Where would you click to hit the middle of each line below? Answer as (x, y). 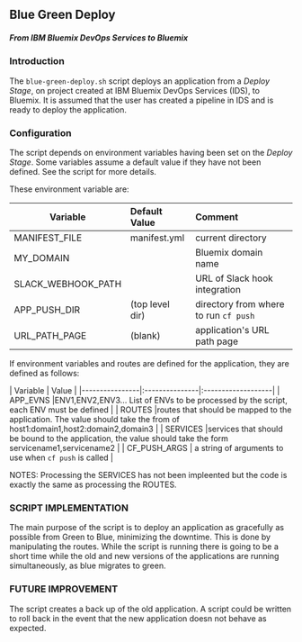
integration (218, 290)
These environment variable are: (69, 189)
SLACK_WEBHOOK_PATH (68, 285)
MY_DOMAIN (42, 258)
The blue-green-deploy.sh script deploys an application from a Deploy (140, 81)
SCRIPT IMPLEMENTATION (69, 508)
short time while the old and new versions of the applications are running (144, 556)
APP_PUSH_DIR (47, 310)
